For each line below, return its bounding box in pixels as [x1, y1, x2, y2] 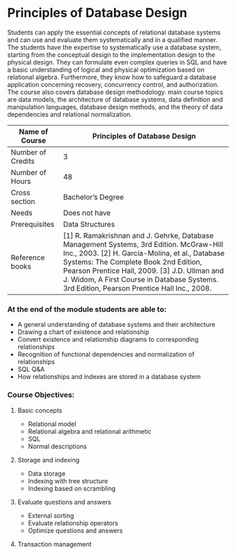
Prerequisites [11, 219, 55, 229]
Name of [18, 126, 48, 136]
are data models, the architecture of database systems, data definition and [7, 95, 223, 103]
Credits [11, 156, 35, 166]
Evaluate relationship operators [27, 519, 119, 527]
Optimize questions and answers [27, 526, 123, 535]
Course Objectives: [7, 390, 75, 400]
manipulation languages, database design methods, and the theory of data [7, 102, 223, 111]
